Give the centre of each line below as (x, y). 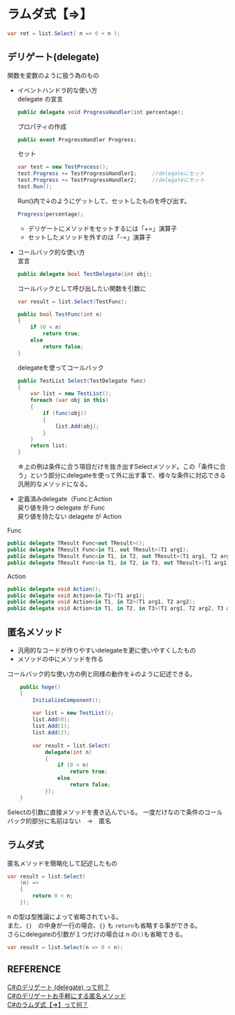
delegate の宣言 (40, 99)
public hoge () (40, 687)
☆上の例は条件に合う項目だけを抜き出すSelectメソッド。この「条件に (119, 467)
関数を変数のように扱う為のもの (53, 75)
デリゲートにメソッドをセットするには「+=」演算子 (102, 228)
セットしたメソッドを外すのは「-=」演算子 (90, 237)
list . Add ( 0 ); (51, 720)
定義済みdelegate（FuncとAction (65, 499)
